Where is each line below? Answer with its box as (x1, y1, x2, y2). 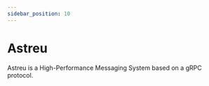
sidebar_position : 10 (7, 10, 71, 17)
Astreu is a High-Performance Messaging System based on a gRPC (7, 64, 202, 72)
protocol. (7, 71, 34, 79)
